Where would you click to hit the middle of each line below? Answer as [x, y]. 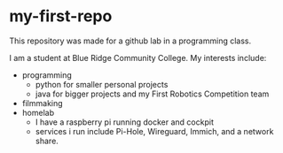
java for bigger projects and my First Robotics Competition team [152, 94]
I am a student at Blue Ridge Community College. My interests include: [138, 57]
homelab [38, 112]
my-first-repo [61, 16]
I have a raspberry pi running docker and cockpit [125, 122]
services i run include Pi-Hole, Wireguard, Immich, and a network [154, 131]
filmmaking [43, 103]
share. [47, 141]
